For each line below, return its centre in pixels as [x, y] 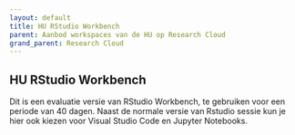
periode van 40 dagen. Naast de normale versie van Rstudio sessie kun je [148, 111]
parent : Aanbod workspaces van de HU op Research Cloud [117, 34]
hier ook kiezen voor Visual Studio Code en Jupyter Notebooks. [129, 121]
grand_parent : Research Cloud [67, 43]
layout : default [40, 18]
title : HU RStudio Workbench [65, 26]
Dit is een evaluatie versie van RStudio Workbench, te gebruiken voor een [147, 101]
